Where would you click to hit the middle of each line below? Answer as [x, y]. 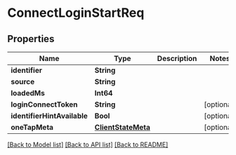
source [23, 82]
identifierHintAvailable [49, 116]
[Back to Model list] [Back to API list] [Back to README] [88, 144]
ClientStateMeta [123, 127]
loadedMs [28, 93]
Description [177, 59]
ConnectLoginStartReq [76, 13]
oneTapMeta [32, 127]
